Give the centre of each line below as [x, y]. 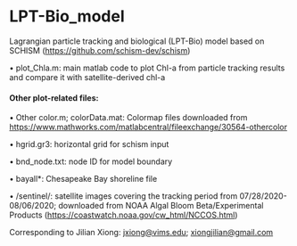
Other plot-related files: [54, 98]
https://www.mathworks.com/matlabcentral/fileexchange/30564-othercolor [148, 127]
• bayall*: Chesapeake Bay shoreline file [83, 179]
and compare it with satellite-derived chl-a [87, 77]
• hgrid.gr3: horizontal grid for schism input [89, 144]
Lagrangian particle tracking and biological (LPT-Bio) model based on [137, 41]
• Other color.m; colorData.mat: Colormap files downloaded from [128, 118]
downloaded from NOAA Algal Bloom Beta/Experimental [161, 206]
